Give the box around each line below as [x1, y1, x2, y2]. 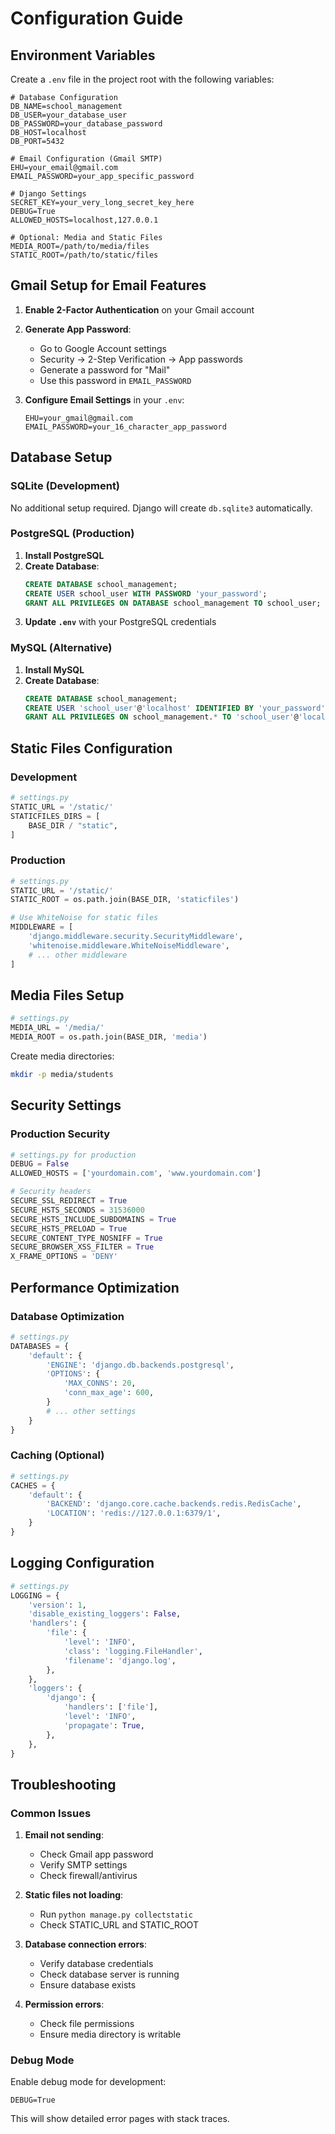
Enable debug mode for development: [10, 2076, 167, 2088]
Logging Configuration [10, 1555, 155, 1572]
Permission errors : [24, 1998, 105, 2011]
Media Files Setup [10, 987, 125, 1004]
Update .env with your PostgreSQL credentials [24, 616, 217, 628]
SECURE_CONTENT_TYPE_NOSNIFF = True [10, 1233, 163, 1243]
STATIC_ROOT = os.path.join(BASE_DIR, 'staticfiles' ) [10, 895, 240, 905]
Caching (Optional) [10, 1448, 105, 1462]
